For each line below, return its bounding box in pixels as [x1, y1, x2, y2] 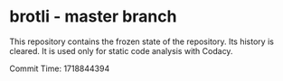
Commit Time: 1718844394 [9, 63, 110, 74]
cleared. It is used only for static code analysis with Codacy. [9, 45, 233, 56]
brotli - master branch [9, 6, 177, 27]
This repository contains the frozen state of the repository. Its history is [9, 36, 274, 47]
